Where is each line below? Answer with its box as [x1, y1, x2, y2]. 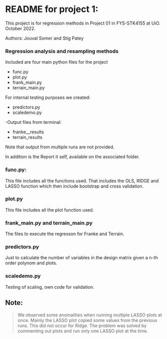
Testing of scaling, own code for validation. [5, 284, 94, 290]
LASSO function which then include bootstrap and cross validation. [5, 183, 144, 189]
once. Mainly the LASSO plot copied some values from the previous [17, 317, 157, 323]
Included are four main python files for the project [5, 59, 108, 65]
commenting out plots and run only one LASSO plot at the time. [17, 327, 148, 334]
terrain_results [12, 134, 43, 140]
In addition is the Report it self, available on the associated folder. [5, 154, 140, 160]
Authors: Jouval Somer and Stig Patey [5, 35, 84, 41]
